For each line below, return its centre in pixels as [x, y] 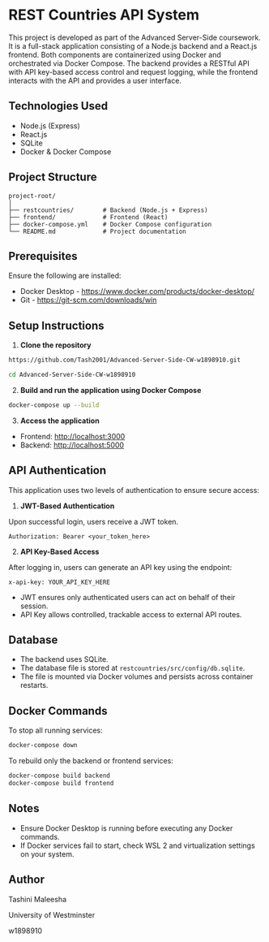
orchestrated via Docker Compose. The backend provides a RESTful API [129, 63]
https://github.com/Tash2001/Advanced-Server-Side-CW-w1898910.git [125, 360]
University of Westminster [52, 914]
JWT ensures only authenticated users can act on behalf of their [128, 597]
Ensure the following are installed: [65, 276]
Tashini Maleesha [38, 899]
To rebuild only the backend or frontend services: [91, 761]
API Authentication [58, 471]
